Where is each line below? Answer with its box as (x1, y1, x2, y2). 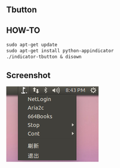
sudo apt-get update (6, 42, 58, 48)
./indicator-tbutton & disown (6, 54, 82, 60)
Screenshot (6, 70, 51, 80)
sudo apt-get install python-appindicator (6, 48, 114, 54)
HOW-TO (6, 25, 41, 35)
